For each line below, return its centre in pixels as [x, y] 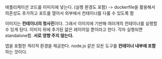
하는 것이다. [16, 52]
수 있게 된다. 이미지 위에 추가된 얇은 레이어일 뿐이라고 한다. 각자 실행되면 [74, 29]
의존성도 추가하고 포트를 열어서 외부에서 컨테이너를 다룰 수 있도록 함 [70, 13]
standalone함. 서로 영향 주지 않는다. [40, 36]
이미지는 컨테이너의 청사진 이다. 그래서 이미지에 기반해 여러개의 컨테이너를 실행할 [81, 23]
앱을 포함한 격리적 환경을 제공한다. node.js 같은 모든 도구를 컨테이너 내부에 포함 [81, 46]
